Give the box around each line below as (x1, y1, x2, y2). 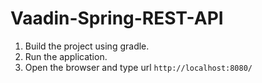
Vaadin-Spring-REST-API (10, 7, 224, 30)
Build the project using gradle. (24, 40, 150, 52)
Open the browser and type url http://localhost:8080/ (24, 61, 253, 73)
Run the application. (24, 50, 108, 62)
